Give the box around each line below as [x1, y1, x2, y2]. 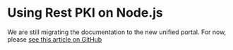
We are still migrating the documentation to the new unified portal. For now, [7, 28, 227, 36]
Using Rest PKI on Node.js [7, 5, 164, 21]
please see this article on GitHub [7, 35, 102, 43]
